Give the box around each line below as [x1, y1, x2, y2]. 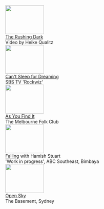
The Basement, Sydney [5, 198, 55, 204]
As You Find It [5, 113, 35, 119]
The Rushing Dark [5, 34, 44, 40]
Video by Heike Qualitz [5, 39, 54, 45]
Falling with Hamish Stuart [5, 153, 60, 159]
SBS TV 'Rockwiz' [5, 79, 44, 85]
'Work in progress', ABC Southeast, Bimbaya [5, 158, 99, 164]
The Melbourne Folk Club [5, 119, 59, 124]
